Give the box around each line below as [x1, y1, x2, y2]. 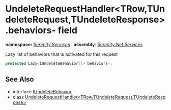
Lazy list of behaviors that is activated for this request [5, 51, 118, 57]
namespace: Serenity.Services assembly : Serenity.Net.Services [5, 41, 143, 47]
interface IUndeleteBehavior [12, 88, 72, 94]
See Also [5, 75, 34, 84]
